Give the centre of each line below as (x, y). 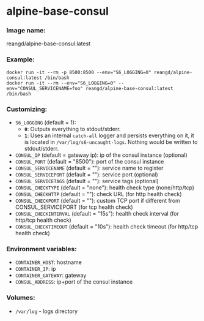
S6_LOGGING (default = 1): (46, 123)
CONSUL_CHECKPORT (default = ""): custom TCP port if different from (97, 201)
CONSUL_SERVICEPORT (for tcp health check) (74, 207)
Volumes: (21, 298)
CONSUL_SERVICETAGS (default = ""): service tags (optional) (87, 181)
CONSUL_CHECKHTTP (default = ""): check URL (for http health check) (98, 194)
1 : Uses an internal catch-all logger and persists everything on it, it (109, 135)
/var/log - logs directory (46, 311)
